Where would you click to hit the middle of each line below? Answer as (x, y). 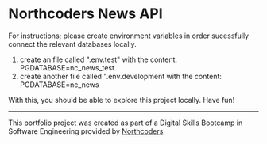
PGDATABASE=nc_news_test (67, 67)
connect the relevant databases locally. (72, 44)
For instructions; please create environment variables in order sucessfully (128, 36)
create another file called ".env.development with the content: (121, 76)
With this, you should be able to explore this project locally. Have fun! (122, 100)
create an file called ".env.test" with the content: (98, 59)
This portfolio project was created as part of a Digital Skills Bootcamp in (126, 123)
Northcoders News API (85, 14)
